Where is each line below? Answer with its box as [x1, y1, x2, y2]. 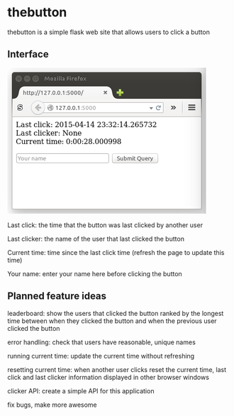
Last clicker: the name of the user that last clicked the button [7, 234, 184, 243]
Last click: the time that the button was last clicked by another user [7, 221, 204, 229]
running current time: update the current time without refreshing [7, 351, 195, 360]
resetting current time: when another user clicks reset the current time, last [7, 365, 227, 373]
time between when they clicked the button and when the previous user [7, 317, 218, 325]
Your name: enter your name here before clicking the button [7, 269, 182, 278]
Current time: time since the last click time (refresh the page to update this [7, 248, 225, 256]
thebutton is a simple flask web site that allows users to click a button [7, 28, 211, 36]
